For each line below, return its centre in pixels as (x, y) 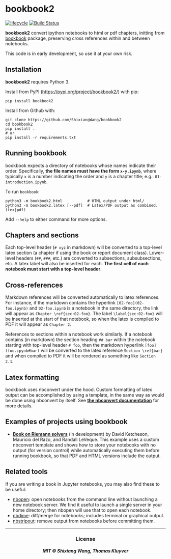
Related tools (26, 472)
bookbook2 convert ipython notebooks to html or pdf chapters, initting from (85, 33)
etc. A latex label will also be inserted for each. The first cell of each (77, 264)
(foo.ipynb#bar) (22, 351)
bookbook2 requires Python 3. (37, 81)
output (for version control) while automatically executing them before (86, 450)
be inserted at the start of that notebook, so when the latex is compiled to (82, 319)
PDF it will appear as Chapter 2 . (38, 324)
